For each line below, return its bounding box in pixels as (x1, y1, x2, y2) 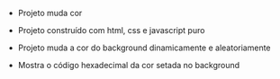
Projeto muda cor (17, 8, 83, 18)
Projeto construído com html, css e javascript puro (17, 25, 205, 35)
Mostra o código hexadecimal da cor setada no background (17, 60, 240, 70)
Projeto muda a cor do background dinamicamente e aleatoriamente (17, 42, 272, 53)
